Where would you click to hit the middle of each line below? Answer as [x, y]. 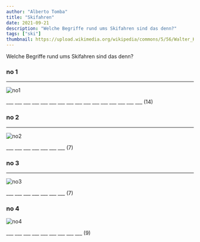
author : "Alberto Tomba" [37, 12]
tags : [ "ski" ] [24, 34]
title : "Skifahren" [30, 17]
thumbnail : [20, 39]
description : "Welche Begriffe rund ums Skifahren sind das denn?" [92, 28]
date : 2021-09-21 [28, 23]
